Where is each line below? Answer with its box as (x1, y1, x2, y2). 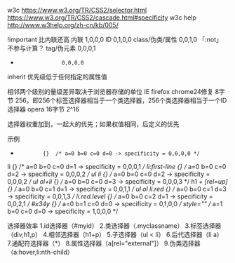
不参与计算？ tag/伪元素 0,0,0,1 (7, 44, 96, 52)
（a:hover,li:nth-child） (7, 248, 74, 256)
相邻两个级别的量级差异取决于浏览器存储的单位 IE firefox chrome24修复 (7, 88, 214, 95)
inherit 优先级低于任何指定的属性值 (7, 73, 107, 81)
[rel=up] (204, 177, 228, 185)
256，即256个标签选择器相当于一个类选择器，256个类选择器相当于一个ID (15, 96, 227, 104)
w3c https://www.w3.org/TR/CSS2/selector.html (7, 6, 147, 14)
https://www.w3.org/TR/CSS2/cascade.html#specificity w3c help (7, 13, 196, 22)
